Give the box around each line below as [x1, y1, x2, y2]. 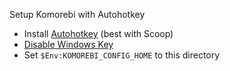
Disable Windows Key [23, 39, 114, 50]
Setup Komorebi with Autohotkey [9, 9, 146, 20]
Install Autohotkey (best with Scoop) [23, 28, 174, 39]
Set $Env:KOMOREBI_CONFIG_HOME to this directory [23, 49, 221, 61]
